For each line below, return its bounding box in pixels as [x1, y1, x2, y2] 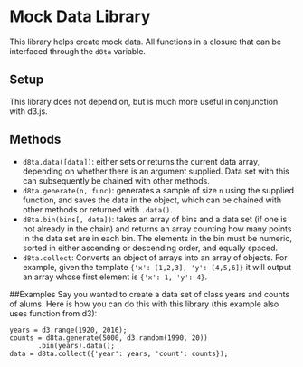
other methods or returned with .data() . [22, 203, 173, 214]
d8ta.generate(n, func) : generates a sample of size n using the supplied [22, 184, 295, 195]
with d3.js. [9, 106, 48, 117]
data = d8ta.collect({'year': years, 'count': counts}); [9, 349, 229, 358]
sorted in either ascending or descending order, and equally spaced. [22, 242, 279, 253]
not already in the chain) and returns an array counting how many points [22, 223, 292, 234]
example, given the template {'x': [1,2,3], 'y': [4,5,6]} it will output [22, 261, 292, 272]
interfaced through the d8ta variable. [9, 45, 147, 56]
